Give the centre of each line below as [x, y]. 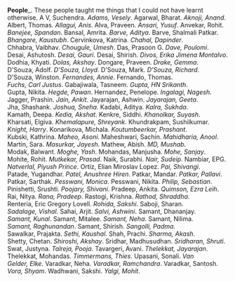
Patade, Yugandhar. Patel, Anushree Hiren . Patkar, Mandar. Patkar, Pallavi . [115, 174]
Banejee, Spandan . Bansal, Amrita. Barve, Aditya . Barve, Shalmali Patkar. [113, 32]
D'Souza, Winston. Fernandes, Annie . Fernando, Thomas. [90, 77]
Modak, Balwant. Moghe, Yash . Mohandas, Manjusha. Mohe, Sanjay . [107, 152]
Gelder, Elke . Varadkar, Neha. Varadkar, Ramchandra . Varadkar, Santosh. [113, 263]
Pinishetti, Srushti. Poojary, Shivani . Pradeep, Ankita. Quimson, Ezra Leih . [113, 189]
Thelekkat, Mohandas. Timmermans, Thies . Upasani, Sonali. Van [101, 256]
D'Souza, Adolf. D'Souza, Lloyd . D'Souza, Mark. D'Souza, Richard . [103, 70]
